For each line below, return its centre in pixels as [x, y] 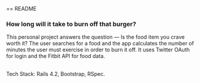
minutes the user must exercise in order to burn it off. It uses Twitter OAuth [98, 50]
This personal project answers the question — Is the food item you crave [96, 37]
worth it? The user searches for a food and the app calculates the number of [100, 44]
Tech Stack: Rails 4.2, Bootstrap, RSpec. [56, 74]
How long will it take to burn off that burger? [71, 24]
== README [21, 9]
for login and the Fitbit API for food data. [56, 56]
